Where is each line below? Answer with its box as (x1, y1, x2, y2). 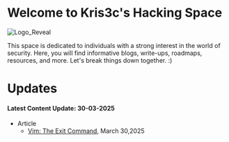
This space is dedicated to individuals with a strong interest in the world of (7, 41, 221, 49)
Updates (7, 81, 58, 97)
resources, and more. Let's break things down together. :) (7, 56, 173, 64)
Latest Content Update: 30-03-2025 (7, 104, 115, 112)
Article (17, 120, 37, 128)
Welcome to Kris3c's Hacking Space (7, 5, 223, 21)
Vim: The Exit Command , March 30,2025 (27, 127, 145, 135)
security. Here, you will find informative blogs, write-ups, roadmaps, (7, 49, 203, 57)
